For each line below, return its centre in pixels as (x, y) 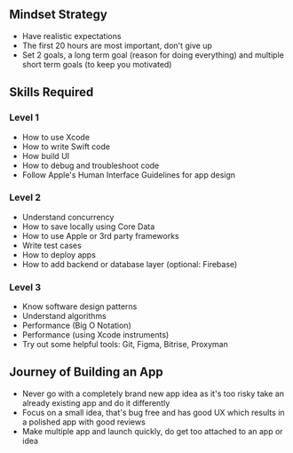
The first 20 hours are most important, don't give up (117, 45)
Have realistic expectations (71, 36)
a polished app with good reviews (84, 422)
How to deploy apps (59, 254)
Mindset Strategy (59, 15)
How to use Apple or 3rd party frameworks (100, 235)
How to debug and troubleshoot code (91, 165)
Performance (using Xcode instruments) (95, 335)
